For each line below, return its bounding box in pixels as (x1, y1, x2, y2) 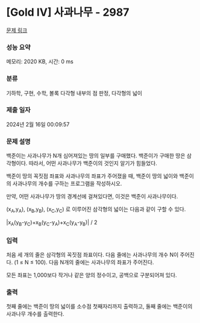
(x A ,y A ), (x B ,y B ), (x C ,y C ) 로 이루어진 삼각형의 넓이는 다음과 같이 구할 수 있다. (6, 205, 186, 214)
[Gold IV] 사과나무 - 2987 (6, 5, 130, 19)
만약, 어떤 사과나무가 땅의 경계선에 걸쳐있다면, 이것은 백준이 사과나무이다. (6, 193, 178, 200)
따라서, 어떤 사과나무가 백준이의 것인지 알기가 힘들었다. (28, 160, 158, 167)
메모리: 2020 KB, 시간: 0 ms (6, 58, 73, 65)
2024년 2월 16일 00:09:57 (6, 121, 70, 128)
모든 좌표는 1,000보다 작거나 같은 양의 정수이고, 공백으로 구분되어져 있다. (6, 272, 177, 279)
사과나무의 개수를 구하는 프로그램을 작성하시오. (12, 180, 122, 187)
